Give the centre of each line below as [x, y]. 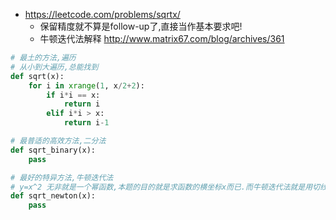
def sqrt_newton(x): [53, 196]
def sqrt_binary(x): [53, 150]
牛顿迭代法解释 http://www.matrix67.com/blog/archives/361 [162, 38]
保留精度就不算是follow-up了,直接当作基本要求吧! [141, 26]
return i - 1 [86, 123]
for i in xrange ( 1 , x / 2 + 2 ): [86, 85]
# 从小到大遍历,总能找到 [54, 67]
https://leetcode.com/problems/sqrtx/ [102, 14]
